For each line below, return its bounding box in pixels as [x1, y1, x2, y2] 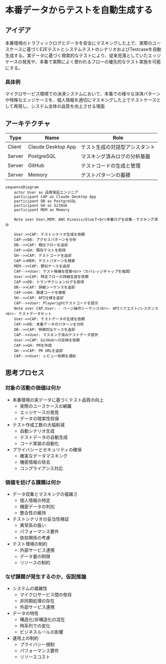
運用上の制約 [12, 635, 39, 641]
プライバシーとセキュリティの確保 [12, 446, 82, 452]
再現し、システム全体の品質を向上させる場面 [13, 103, 105, 110]
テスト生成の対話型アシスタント [81, 144, 156, 151]
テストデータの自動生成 [19, 434, 68, 440]
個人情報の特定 [19, 497, 51, 503]
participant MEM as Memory [14, 208, 70, 213]
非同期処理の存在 [19, 598, 55, 604]
